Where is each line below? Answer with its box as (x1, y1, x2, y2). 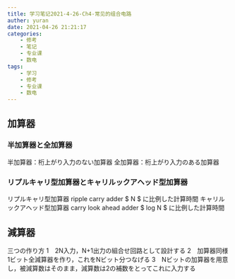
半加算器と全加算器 (7, 140, 73, 150)
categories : (7, 30, 42, 38)
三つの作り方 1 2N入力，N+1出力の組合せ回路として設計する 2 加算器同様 (7, 246, 229, 255)
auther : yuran (7, 17, 49, 24)
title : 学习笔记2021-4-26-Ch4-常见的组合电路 (7, 10, 132, 18)
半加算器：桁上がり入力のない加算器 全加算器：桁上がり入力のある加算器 (7, 157, 219, 166)
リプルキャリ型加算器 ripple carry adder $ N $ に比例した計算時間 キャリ (7, 195, 219, 203)
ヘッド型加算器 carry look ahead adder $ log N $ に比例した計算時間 (25, 203, 225, 212)
